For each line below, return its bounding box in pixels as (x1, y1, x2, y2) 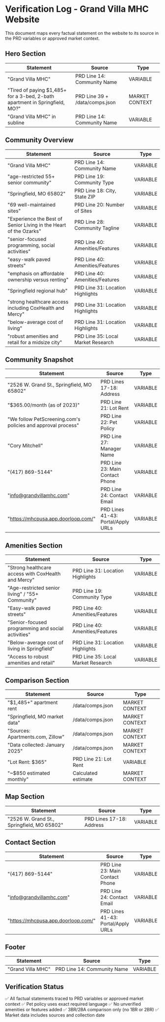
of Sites (74, 207, 92, 214)
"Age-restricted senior (7, 584, 60, 591)
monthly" (7, 776, 29, 783)
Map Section (5, 792, 45, 801)
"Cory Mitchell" (7, 442, 43, 449)
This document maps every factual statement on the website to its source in (5, 30, 159, 36)
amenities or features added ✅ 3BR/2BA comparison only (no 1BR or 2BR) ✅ (5, 1007, 159, 1013)
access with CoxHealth (7, 570, 61, 577)
